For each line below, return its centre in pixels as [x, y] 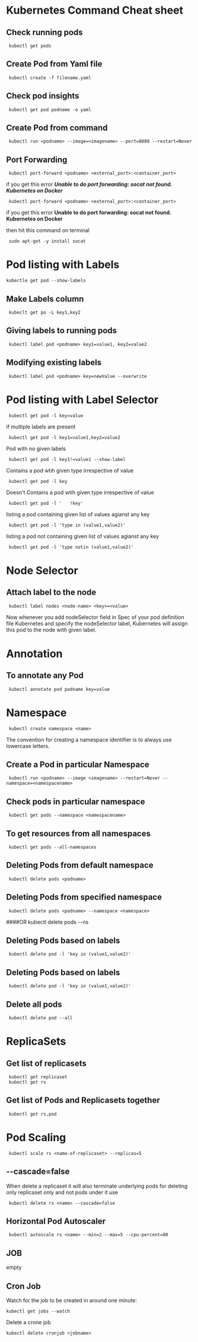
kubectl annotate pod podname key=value [59, 689]
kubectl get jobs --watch [38, 1311]
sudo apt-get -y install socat [47, 241]
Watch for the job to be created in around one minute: [72, 1300]
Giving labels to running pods [62, 331]
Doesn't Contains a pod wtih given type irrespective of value [80, 492]
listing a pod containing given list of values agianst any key [78, 514]
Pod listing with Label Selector [82, 400]
